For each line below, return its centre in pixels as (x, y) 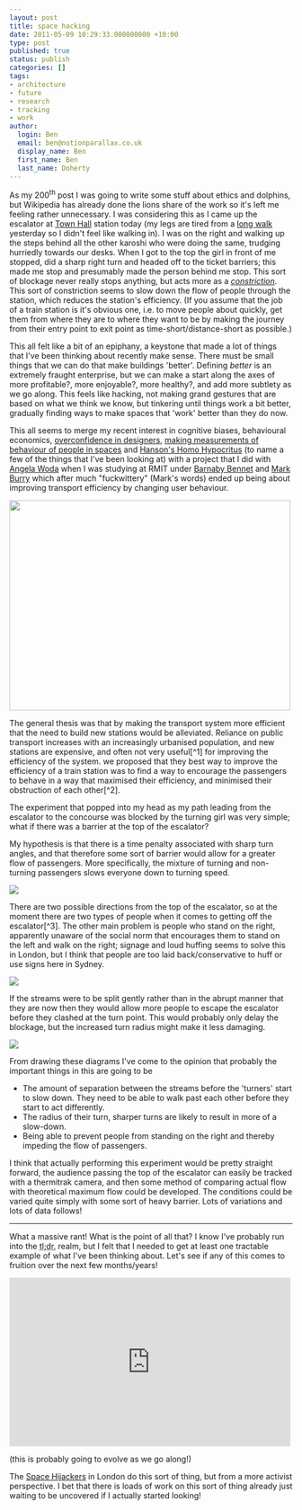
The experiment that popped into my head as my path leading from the (140, 808)
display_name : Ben (52, 151)
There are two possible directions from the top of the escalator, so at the (143, 907)
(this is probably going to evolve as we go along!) (100, 1459)
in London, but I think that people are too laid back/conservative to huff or (146, 955)
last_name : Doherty (54, 168)
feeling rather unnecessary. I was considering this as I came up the (133, 214)
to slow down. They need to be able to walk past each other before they (155, 1098)
